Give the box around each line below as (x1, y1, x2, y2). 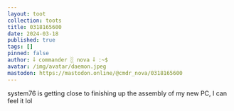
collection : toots (7, 17, 62, 24)
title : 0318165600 (7, 23, 62, 30)
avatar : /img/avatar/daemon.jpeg (7, 63, 107, 70)
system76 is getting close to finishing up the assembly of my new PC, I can (7, 89, 228, 98)
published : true (7, 37, 55, 44)
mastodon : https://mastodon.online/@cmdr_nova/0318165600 (7, 69, 183, 76)
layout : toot (7, 10, 46, 18)
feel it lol (7, 96, 33, 105)
